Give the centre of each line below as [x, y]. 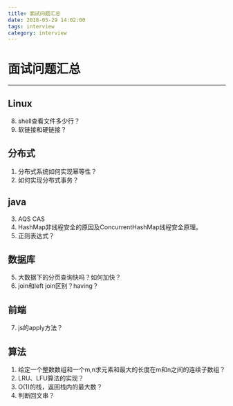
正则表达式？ [36, 235]
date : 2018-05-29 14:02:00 [47, 20]
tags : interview [31, 26]
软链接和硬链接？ [42, 129]
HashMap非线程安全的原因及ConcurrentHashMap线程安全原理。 [110, 227]
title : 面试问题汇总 [34, 13]
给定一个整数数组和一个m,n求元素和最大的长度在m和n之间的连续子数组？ [121, 369]
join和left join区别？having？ [58, 286]
